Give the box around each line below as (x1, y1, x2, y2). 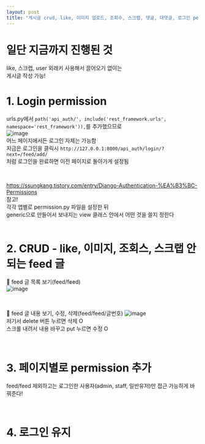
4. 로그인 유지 (6, 426, 72, 440)
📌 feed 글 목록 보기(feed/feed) (6, 278, 81, 286)
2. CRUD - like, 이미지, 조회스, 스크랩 (6, 241, 184, 255)
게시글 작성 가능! (6, 72, 46, 80)
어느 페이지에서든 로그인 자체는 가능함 (6, 137, 97, 144)
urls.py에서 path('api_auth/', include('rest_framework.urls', (6, 115, 167, 123)
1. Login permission (6, 94, 107, 108)
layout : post (6, 9, 40, 15)
